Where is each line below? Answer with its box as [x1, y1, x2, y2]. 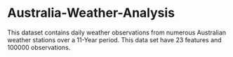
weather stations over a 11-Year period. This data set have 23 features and [7, 35, 222, 44]
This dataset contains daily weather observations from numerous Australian [7, 28, 227, 37]
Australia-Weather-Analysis [7, 5, 175, 21]
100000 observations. [7, 43, 71, 51]
